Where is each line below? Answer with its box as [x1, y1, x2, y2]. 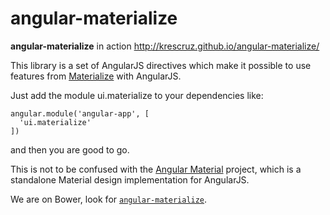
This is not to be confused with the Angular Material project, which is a [10, 163, 302, 175]
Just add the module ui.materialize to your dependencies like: [10, 89, 264, 101]
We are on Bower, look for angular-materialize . [10, 193, 208, 205]
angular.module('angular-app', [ [10, 108, 150, 119]
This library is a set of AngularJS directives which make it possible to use [10, 59, 312, 71]
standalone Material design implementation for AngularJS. [10, 173, 250, 186]
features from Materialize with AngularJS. [10, 70, 182, 82]
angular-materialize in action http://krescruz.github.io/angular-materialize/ [10, 40, 320, 52]
